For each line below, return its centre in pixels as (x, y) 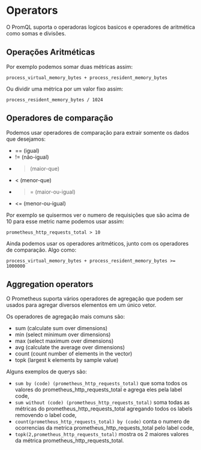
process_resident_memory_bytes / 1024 (55, 99)
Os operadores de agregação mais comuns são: (65, 317)
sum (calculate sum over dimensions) (61, 328)
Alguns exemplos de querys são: (46, 372)
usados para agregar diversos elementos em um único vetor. (81, 305)
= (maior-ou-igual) (53, 192)
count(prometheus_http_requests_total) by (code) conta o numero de (102, 422)
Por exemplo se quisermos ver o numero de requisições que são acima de (98, 215)
